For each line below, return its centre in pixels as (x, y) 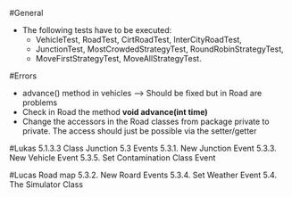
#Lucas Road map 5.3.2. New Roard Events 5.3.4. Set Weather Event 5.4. (143, 175)
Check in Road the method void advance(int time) (115, 112)
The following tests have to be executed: (97, 30)
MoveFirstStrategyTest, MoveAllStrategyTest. (119, 58)
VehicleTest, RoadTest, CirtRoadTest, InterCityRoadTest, (139, 40)
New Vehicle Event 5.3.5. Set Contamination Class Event (113, 158)
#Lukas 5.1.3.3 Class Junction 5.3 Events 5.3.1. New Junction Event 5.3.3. (143, 148)
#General (26, 13)
